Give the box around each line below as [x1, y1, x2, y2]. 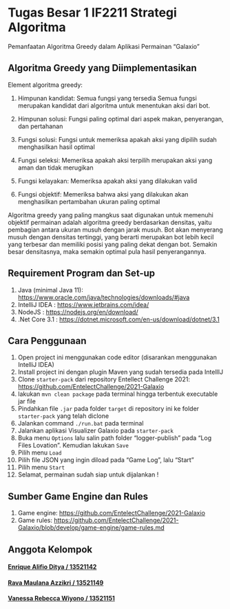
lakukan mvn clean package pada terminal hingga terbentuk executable [17, 390, 218, 398]
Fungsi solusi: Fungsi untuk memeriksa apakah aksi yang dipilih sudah [17, 135, 218, 143]
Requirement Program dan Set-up [8, 268, 156, 279]
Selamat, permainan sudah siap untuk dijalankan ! [17, 470, 159, 479]
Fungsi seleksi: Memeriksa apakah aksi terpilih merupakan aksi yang [17, 156, 213, 164]
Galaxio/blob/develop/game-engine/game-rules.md [17, 523, 165, 532]
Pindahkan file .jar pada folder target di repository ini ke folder [17, 405, 199, 413]
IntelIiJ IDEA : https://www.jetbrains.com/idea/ [17, 300, 149, 308]
